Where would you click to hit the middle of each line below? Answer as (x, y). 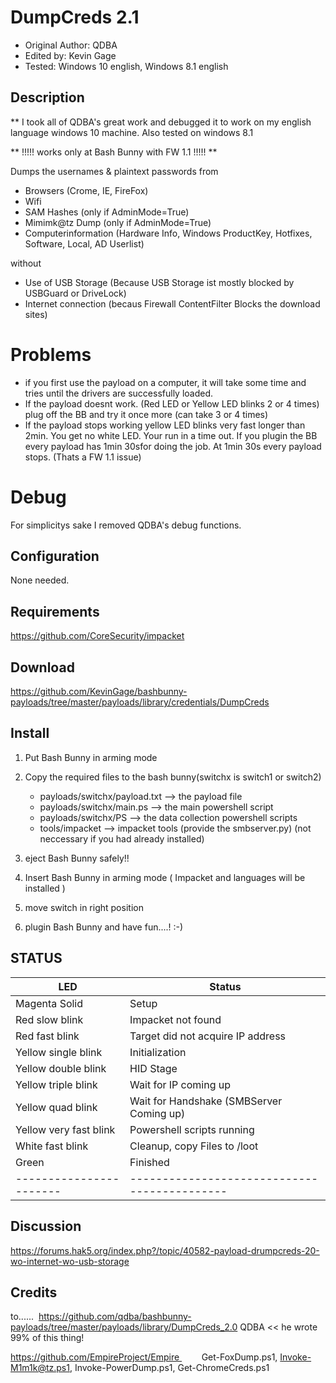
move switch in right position (84, 907)
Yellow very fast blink (65, 1129)
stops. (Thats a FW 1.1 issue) (83, 457)
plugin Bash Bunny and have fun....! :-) (104, 927)
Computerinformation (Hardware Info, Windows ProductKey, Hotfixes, (168, 233)
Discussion (46, 1226)
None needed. (40, 580)
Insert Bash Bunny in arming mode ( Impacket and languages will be (165, 877)
